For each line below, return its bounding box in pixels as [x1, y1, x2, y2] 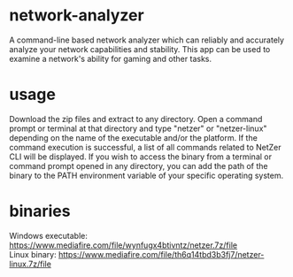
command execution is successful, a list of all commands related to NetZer [9, 142, 281, 152]
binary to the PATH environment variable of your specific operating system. [9, 170, 284, 181]
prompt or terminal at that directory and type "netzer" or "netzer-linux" [9, 123, 267, 134]
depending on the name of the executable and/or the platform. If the [9, 132, 258, 142]
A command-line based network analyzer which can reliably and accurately [9, 35, 285, 45]
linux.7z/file [9, 258, 51, 269]
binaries [9, 201, 71, 221]
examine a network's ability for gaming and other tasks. [9, 53, 212, 64]
